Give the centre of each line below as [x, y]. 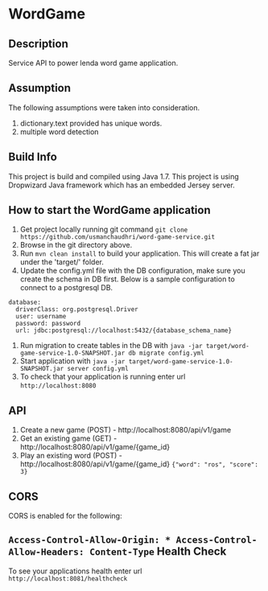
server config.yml [98, 369]
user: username [41, 317]
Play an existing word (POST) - [71, 456]
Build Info [33, 157]
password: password [48, 324]
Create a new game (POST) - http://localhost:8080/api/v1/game [126, 430]
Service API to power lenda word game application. [93, 63]
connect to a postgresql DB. [66, 288]
